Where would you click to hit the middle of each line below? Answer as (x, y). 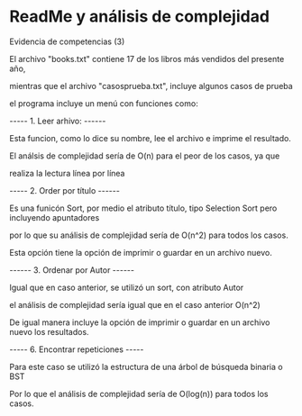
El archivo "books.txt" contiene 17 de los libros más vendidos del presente (147, 59)
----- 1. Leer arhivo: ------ (58, 121)
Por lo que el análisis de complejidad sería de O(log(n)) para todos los (139, 393)
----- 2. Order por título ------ (64, 190)
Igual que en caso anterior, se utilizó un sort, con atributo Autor (127, 287)
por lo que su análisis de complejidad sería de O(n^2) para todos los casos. (149, 235)
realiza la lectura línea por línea (67, 173)
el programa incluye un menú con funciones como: (104, 103)
